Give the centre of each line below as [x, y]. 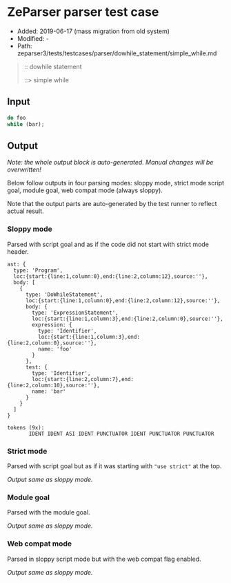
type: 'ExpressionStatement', [75, 313]
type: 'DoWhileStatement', [64, 295]
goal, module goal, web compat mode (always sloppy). [85, 190]
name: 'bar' [49, 391]
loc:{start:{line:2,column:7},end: [83, 379]
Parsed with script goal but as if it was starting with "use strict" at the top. [114, 466]
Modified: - [33, 38]
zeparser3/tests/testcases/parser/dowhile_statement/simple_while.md [117, 53]
